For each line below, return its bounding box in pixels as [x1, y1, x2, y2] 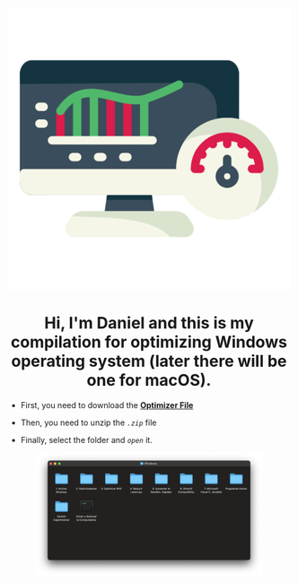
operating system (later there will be [11, 352, 287, 371]
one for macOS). [86, 370, 212, 391]
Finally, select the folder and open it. [20, 434, 153, 445]
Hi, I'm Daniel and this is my [44, 313, 254, 334]
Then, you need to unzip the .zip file [20, 417, 157, 428]
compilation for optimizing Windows [10, 332, 288, 352]
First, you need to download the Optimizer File [20, 399, 194, 410]
